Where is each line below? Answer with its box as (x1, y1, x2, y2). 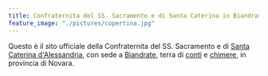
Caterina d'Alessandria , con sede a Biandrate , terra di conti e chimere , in (8, 50, 246, 59)
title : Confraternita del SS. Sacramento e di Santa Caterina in (8, 11, 230, 20)
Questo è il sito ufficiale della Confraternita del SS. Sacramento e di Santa (8, 41, 250, 50)
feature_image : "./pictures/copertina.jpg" (8, 19, 156, 27)
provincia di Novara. (8, 58, 74, 68)
